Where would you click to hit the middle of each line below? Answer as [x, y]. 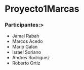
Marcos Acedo [27, 41]
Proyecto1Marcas [42, 9]
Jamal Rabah [26, 36]
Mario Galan [25, 47]
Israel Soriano [27, 52]
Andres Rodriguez [31, 58]
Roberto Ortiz [26, 63]
